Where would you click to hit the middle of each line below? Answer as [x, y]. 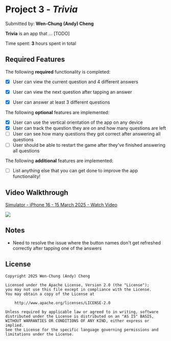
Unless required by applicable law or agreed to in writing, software [82, 312]
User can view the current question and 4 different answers [76, 82]
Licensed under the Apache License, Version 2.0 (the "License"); [77, 285]
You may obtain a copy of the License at [50, 294]
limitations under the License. [40, 334]
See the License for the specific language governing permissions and [82, 330]
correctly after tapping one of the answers [57, 248]
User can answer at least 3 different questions [61, 102]
